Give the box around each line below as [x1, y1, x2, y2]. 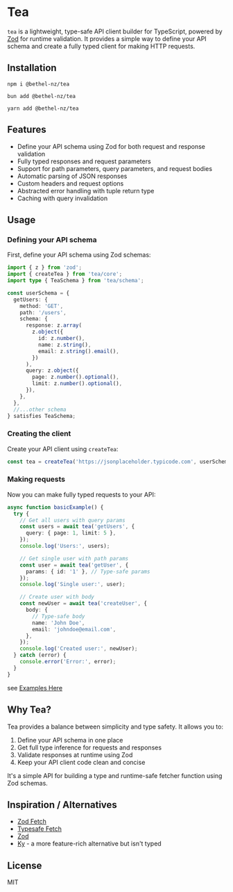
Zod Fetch [17, 818, 47, 826]
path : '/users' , [19, 309, 67, 316]
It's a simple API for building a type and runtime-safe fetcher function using [7, 771, 223, 779]
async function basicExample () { [7, 503, 104, 511]
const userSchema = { [7, 289, 70, 296]
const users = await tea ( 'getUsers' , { [19, 523, 135, 530]
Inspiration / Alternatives [7, 799, 118, 811]
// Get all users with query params [19, 517, 126, 524]
